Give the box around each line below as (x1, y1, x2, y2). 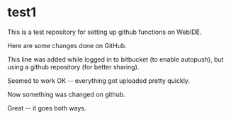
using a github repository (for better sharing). (7, 62, 140, 71)
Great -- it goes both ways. (7, 103, 86, 112)
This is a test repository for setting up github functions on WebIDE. (7, 28, 202, 36)
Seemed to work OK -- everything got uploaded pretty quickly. (7, 76, 190, 85)
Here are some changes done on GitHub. (7, 41, 127, 50)
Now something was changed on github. (7, 90, 125, 98)
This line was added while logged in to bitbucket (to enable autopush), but (7, 55, 224, 64)
